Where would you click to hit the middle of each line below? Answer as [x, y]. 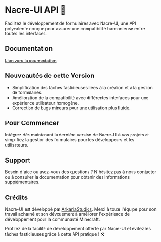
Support [18, 160]
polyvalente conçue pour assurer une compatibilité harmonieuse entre [75, 28]
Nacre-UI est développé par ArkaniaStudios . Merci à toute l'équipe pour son [81, 209]
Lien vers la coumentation [31, 60]
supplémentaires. [22, 182]
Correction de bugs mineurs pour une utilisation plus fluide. [71, 108]
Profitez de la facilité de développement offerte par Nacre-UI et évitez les [78, 229]
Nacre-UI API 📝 [36, 10]
